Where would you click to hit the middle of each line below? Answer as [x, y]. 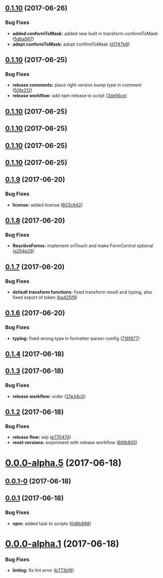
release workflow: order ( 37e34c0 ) [49, 396]
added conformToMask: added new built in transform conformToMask [85, 33]
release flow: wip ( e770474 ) [42, 437]
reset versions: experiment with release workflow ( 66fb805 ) [75, 443]
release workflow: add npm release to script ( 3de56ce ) [70, 96]
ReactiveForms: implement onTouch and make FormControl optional [83, 246]
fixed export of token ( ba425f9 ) [45, 297]
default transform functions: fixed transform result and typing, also [82, 292]
